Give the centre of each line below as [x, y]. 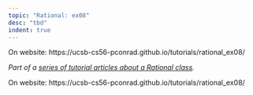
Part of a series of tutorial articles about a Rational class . [101, 68]
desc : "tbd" [28, 23]
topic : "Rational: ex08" [49, 15]
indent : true [30, 30]
